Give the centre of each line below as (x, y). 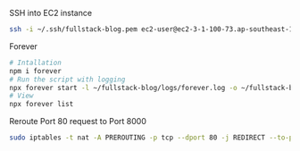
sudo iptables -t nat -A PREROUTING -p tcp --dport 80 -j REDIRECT (137, 138)
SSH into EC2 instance (50, 13)
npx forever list (42, 105)
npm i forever (36, 71)
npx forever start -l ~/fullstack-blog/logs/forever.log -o (124, 88)
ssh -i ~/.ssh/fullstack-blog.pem (74, 29)
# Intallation (36, 63)
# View (21, 96)
